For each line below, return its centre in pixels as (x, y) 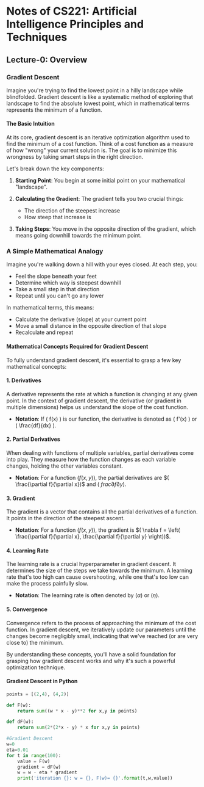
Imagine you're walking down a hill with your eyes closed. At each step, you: (102, 264)
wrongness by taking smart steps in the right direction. (75, 157)
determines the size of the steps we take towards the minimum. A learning (100, 571)
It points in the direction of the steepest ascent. (65, 518)
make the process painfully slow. (47, 584)
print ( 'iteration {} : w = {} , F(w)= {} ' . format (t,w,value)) (95, 778)
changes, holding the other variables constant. (65, 466)
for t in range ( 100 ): (34, 755)
